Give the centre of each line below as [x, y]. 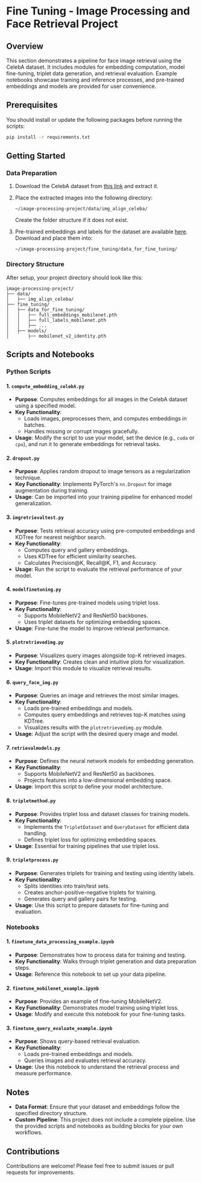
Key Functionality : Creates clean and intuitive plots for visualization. [100, 662]
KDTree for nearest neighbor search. [61, 537]
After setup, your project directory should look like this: [74, 277]
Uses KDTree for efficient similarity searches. [80, 556]
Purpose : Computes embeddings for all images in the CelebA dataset [101, 400]
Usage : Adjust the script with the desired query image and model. [97, 734]
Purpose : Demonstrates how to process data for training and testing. [100, 955]
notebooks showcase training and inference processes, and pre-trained [95, 80]
